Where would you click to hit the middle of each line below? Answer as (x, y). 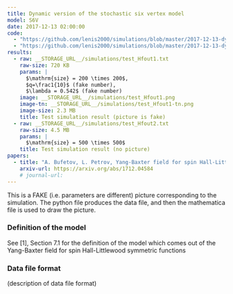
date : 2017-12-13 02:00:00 (46, 26)
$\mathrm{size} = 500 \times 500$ (76, 143)
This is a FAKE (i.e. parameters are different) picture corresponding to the (112, 195)
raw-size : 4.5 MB (45, 130)
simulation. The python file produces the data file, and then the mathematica (116, 202)
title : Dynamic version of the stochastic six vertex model (96, 14)
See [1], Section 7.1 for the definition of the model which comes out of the (112, 243)
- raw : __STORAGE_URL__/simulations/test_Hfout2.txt (91, 123)
